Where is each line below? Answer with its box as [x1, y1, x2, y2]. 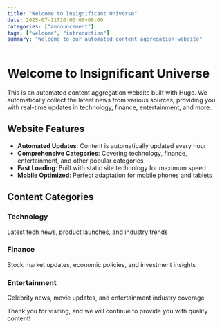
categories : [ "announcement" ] [7, 23, 95, 30]
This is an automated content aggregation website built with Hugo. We [7, 89, 207, 97]
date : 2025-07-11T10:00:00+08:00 [7, 17, 104, 24]
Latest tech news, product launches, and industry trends [7, 228, 168, 236]
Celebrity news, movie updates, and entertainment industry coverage [7, 293, 205, 302]
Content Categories [7, 191, 94, 203]
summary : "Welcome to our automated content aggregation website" [7, 36, 203, 43]
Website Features [7, 123, 85, 135]
